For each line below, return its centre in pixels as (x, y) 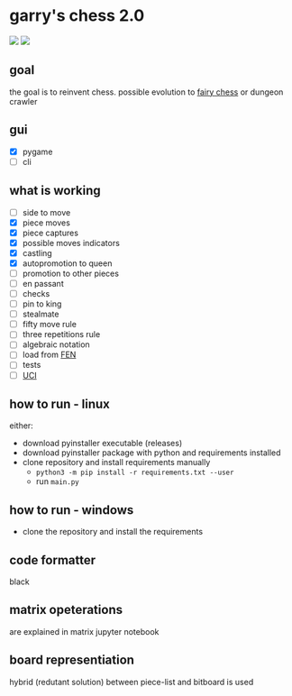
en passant (43, 283)
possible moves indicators (71, 243)
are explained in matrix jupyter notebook (84, 631)
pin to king (42, 304)
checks (36, 293)
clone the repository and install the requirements (113, 532)
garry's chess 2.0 (77, 16)
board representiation (72, 660)
